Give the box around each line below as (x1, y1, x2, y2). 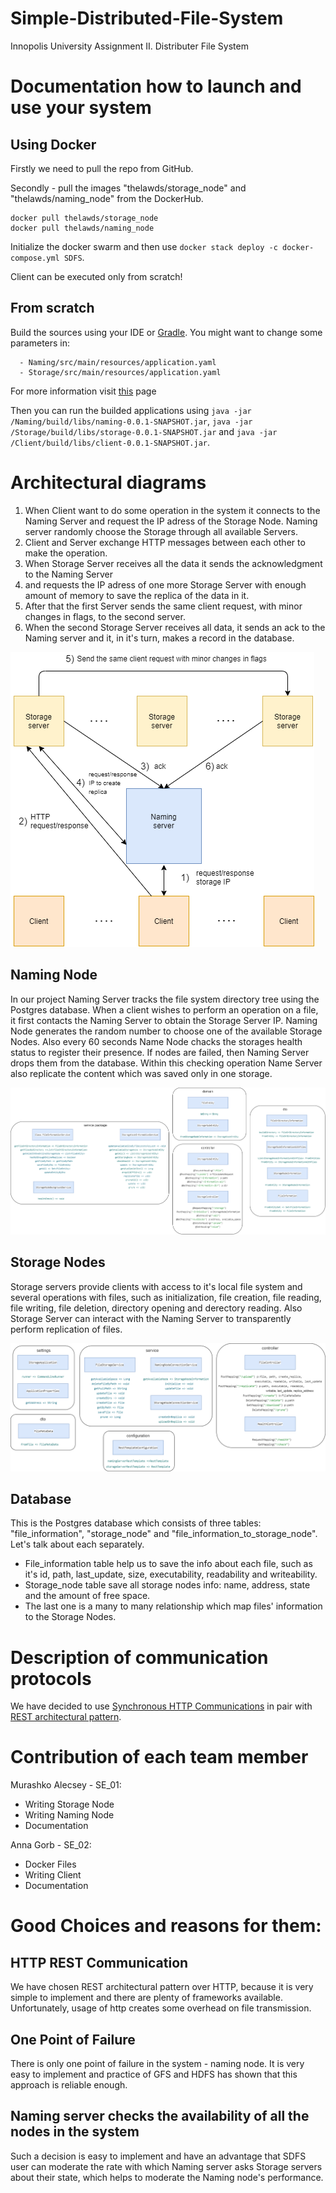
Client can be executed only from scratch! (10, 270, 183, 282)
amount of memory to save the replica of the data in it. (24, 589, 250, 601)
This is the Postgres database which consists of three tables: (10, 1517, 262, 1529)
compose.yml (10, 253, 60, 263)
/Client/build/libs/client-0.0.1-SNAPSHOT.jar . (10, 436, 211, 448)
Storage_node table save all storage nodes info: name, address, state (24, 1579, 311, 1591)
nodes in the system (10, 2123, 140, 2141)
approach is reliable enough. (10, 2079, 128, 2091)
